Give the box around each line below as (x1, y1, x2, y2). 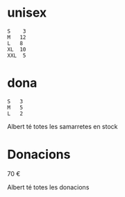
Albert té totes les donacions (7, 182, 90, 191)
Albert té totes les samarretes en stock (7, 122, 118, 130)
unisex (7, 5, 47, 21)
